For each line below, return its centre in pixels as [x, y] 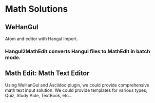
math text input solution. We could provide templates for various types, [76, 90]
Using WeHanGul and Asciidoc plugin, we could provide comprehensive [77, 85]
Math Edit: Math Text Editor [47, 73]
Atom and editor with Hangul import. [41, 39]
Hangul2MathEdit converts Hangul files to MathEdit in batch [77, 51]
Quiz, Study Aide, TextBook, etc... [39, 95]
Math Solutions [37, 9]
